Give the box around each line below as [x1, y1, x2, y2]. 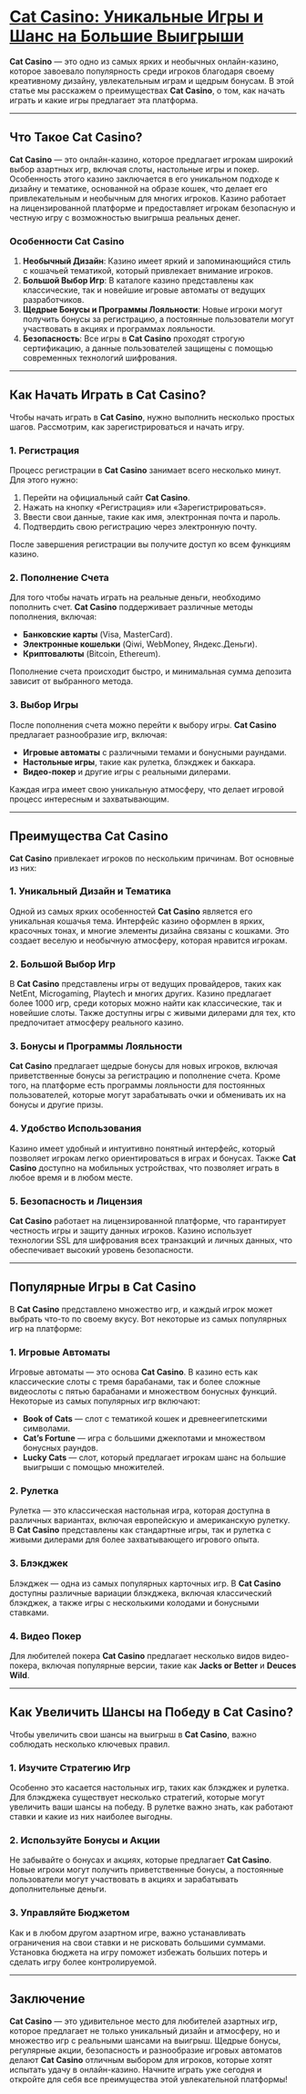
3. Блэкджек [9, 1557, 68, 1570]
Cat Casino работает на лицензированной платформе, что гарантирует [9, 1216, 287, 1227]
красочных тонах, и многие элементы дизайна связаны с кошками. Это [9, 925, 290, 936]
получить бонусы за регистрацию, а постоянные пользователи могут [22, 314, 294, 325]
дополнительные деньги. [9, 1883, 107, 1894]
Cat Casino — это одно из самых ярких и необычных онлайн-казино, [9, 56, 280, 67]
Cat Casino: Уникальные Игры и [9, 6, 264, 27]
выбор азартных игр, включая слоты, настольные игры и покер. [9, 163, 260, 174]
